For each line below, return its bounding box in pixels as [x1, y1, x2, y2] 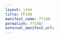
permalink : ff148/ [5, 21, 43, 26]
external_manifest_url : [5, 26, 55, 31]
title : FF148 [5, 12, 32, 17]
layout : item [5, 7, 32, 12]
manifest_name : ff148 [5, 16, 50, 21]
